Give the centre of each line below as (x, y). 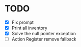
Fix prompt (23, 22)
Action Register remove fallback (44, 39)
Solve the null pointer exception (44, 34)
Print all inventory (29, 28)
